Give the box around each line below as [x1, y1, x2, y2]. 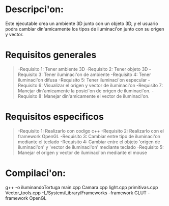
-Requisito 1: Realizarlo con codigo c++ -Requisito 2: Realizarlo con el [17, 127, 164, 134]
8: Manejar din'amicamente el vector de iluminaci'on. [38, 93, 150, 99]
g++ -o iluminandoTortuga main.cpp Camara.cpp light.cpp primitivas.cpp [5, 184, 158, 190]
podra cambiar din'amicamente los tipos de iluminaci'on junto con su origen [5, 25, 164, 32]
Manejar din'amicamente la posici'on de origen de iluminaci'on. [17, 88, 151, 94]
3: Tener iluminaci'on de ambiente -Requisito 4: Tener [38, 71, 151, 78]
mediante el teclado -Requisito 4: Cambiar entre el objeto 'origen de [17, 139, 160, 145]
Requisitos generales [5, 49, 97, 61]
